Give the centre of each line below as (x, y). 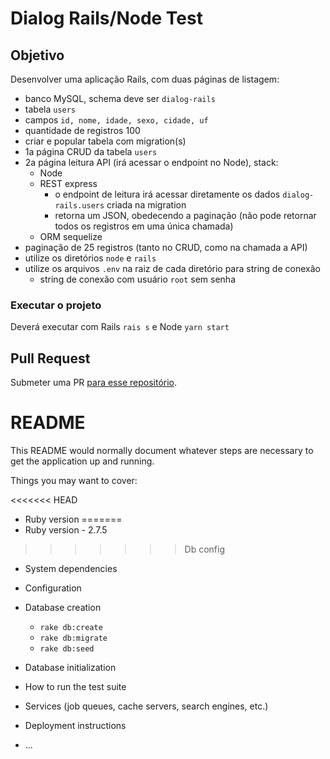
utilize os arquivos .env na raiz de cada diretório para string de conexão (172, 268)
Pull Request (50, 358)
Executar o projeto (56, 305)
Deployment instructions (75, 726)
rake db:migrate (73, 638)
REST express (68, 183)
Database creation (63, 608)
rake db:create (71, 628)
